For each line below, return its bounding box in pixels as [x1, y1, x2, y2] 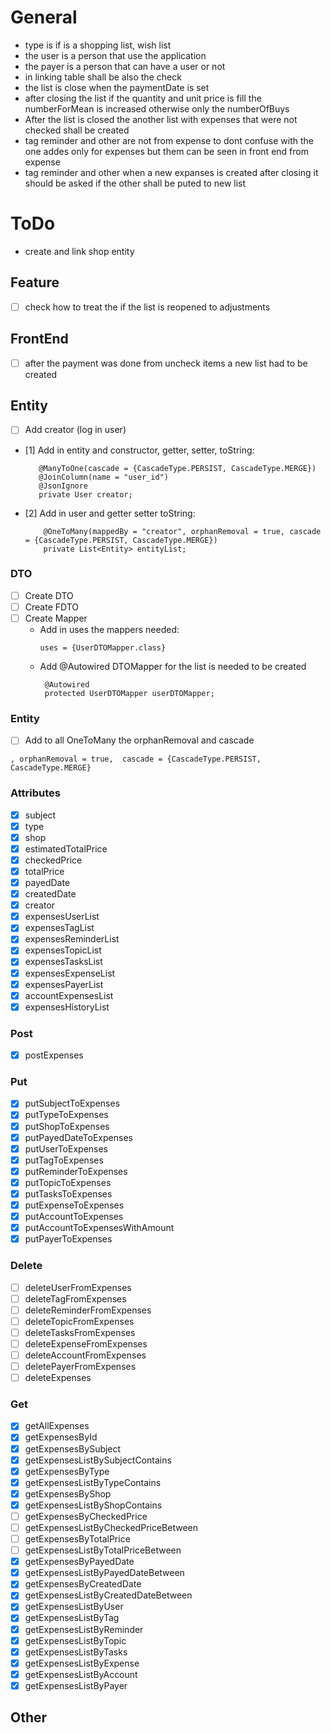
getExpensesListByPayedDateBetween [24, 1567, 185, 1579]
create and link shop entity [24, 245, 135, 257]
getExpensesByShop [24, 1487, 112, 1500]
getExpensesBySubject [24, 1442, 122, 1455]
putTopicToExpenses [24, 1176, 112, 1188]
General [10, 6, 78, 29]
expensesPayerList [24, 978, 104, 990]
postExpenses [24, 1049, 84, 1061]
